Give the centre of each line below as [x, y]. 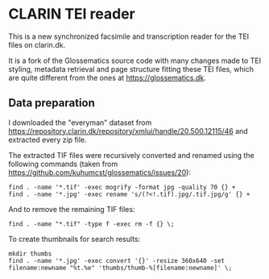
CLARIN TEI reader [72, 14]
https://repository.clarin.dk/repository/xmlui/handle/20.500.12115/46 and [128, 131]
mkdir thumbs [30, 254]
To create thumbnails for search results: [74, 239]
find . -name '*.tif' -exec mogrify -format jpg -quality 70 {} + [122, 187]
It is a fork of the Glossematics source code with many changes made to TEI [135, 60]
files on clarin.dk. [37, 44]
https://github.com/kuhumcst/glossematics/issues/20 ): [100, 172]
